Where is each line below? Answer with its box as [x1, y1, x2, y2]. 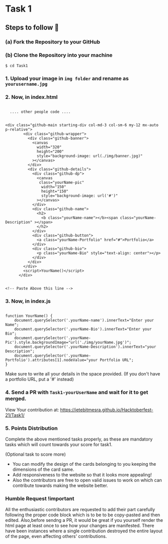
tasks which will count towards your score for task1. [5, 441, 113, 447]
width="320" [37, 145, 62, 150]
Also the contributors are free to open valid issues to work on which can [12, 477, 162, 483]
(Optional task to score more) [5, 451, 66, 457]
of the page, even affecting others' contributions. [5, 533, 107, 539]
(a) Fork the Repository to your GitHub [5, 38, 101, 45]
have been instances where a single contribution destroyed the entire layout [5, 528, 163, 534]
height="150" [41, 189, 69, 194]
